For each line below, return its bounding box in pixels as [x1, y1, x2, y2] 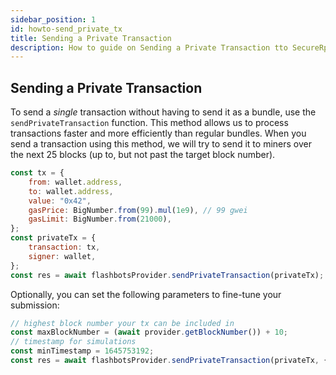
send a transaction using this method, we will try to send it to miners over [10, 138, 312, 150]
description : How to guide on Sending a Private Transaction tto [10, 42, 288, 53]
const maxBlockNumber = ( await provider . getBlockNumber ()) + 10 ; [10, 327, 288, 338]
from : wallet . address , [28, 177, 123, 187]
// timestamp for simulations [10, 337, 137, 347]
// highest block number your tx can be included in [10, 318, 235, 328]
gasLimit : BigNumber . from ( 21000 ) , [28, 214, 172, 225]
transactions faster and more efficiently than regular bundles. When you [10, 127, 307, 140]
